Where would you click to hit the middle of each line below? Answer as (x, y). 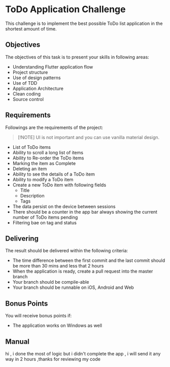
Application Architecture (38, 88)
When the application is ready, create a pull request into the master (83, 271)
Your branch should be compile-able (51, 282)
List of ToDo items (31, 147)
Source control (28, 99)
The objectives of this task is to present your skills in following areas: (77, 57)
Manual (17, 341)
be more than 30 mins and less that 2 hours (58, 266)
